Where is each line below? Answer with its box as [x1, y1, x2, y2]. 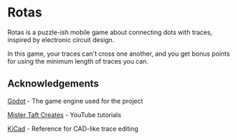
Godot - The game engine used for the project [7, 96, 143, 105]
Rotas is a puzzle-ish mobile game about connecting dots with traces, [7, 28, 213, 36]
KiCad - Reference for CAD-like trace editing [7, 124, 139, 133]
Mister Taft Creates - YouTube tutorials [7, 110, 121, 119]
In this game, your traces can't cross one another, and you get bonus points [7, 49, 231, 58]
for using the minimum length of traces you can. [7, 56, 148, 65]
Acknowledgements [7, 78, 99, 90]
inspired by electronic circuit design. [7, 35, 115, 44]
